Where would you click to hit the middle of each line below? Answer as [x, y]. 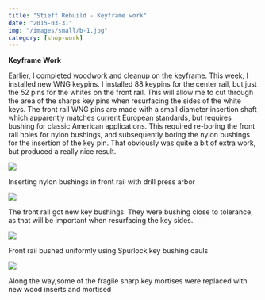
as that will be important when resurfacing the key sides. [101, 221]
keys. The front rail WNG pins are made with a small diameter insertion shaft [133, 110]
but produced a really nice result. [62, 152]
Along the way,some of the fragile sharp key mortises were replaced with [128, 281]
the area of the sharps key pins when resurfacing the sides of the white [125, 101]
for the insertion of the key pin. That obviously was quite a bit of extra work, [132, 143]
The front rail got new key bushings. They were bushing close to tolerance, [131, 212]
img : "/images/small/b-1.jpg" [58, 30]
